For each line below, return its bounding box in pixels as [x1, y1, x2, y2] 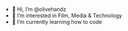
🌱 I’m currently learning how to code [11, 18, 102, 25]
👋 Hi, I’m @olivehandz [11, 6, 67, 13]
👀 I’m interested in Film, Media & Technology [11, 12, 122, 19]
